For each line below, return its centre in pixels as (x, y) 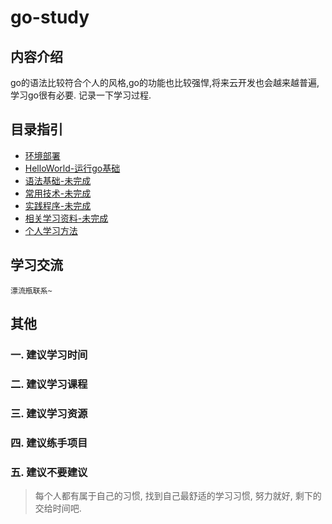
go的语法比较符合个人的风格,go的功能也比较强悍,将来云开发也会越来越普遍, (165, 82)
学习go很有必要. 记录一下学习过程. (81, 95)
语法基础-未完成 (58, 180)
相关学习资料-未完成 (66, 218)
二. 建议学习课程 (49, 384)
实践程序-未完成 (58, 205)
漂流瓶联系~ (31, 291)
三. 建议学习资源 (49, 413)
